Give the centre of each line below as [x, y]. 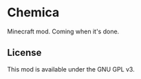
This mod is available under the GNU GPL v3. [71, 69]
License [24, 53]
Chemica [33, 13]
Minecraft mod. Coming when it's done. [63, 31]
